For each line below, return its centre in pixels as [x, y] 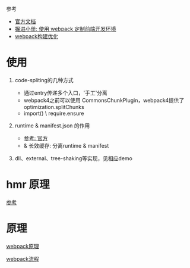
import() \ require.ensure [54, 113]
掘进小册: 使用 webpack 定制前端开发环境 [65, 29]
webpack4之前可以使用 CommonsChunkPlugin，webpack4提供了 [104, 100]
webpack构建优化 [36, 36]
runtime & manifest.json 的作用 [52, 125]
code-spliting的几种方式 [44, 80]
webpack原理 [23, 246]
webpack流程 [23, 258]
